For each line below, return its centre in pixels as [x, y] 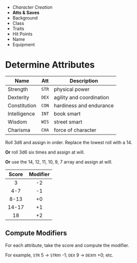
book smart [67, 113]
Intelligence [21, 113]
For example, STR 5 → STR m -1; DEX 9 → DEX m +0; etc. [59, 255]
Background [25, 18]
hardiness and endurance [84, 105]
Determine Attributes [50, 65]
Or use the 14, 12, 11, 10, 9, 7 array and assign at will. [59, 162]
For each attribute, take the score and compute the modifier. [67, 245]
